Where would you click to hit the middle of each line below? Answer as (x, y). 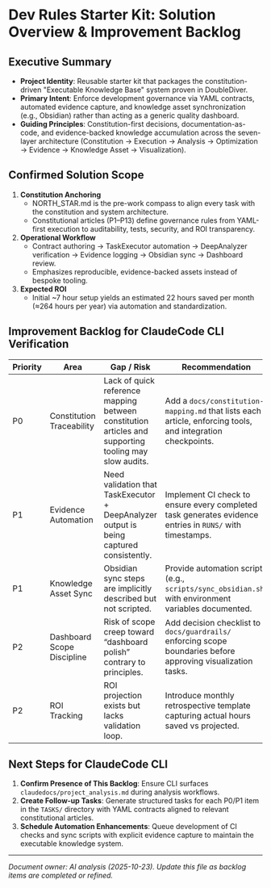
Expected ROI (43, 289)
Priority (27, 367)
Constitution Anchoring (60, 195)
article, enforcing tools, (208, 421)
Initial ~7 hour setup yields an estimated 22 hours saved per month (143, 297)
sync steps (124, 578)
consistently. (128, 555)
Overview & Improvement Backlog (125, 32)
